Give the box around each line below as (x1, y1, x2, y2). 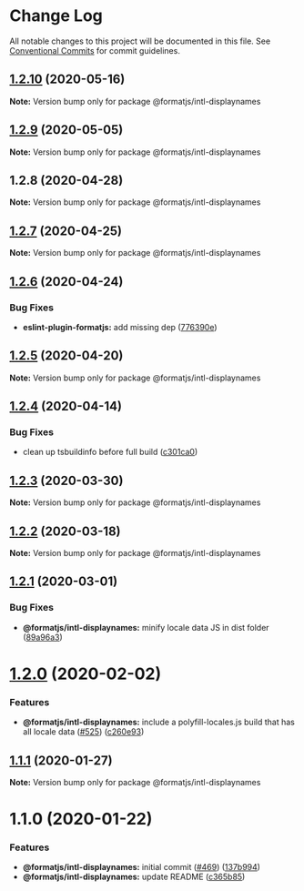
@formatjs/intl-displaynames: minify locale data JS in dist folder (22, 622, 270, 633)
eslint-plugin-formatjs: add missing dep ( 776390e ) (22, 321, 218, 332)
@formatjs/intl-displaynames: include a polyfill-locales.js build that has (22, 716, 296, 728)
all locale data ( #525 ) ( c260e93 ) (22, 726, 145, 737)
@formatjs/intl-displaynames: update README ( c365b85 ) (22, 871, 246, 883)
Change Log (9, 5, 103, 26)
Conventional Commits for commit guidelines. (9, 45, 180, 56)
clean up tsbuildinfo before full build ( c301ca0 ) (22, 447, 198, 458)
